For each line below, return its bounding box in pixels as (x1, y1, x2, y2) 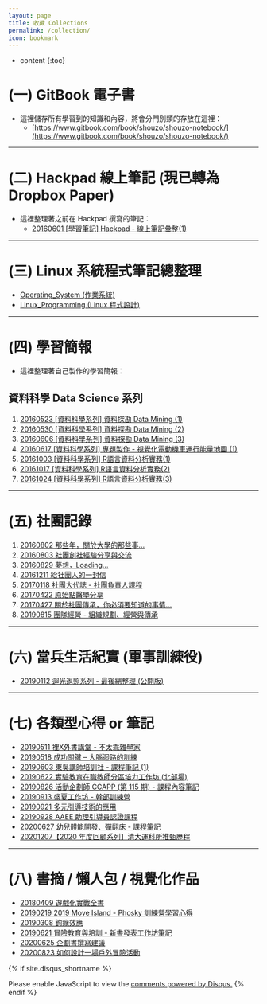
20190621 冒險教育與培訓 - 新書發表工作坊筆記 (19, 928, 172, 937)
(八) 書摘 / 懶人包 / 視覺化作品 (8, 869, 200, 888)
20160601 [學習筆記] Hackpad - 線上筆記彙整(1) (31, 224, 187, 233)
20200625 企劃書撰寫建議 (19, 937, 106, 947)
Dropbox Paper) (8, 186, 115, 205)
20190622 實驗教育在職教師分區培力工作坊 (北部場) (19, 772, 188, 781)
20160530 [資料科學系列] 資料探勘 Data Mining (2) (19, 424, 184, 434)
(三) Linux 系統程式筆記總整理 (8, 262, 202, 280)
